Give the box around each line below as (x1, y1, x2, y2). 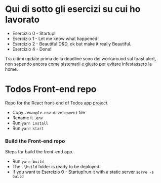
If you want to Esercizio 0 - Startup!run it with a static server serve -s (12, 169, 154, 175)
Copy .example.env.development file (12, 109, 85, 115)
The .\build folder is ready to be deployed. (12, 164, 101, 170)
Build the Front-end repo (5, 137, 65, 144)
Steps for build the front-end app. (5, 149, 74, 155)
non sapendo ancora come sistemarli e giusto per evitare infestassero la (5, 61, 152, 67)
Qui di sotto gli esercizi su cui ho (5, 3, 141, 15)
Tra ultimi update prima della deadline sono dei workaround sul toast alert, (5, 55, 157, 61)
